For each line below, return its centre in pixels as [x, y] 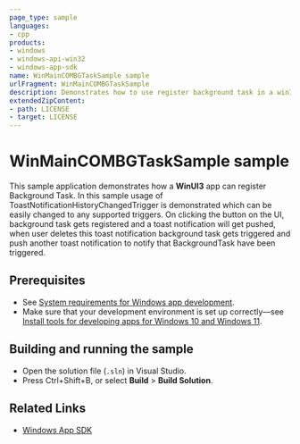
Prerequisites [47, 281]
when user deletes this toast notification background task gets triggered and [150, 234]
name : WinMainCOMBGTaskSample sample [79, 76]
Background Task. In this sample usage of [86, 196]
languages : [29, 26]
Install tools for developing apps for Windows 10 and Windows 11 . [142, 321]
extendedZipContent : [48, 101]
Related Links [48, 409]
